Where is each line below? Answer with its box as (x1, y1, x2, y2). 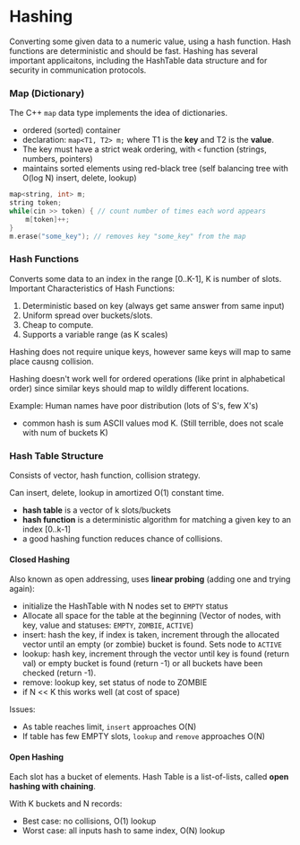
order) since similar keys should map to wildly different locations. (9, 383, 250, 393)
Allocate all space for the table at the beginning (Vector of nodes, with (21, 611, 281, 621)
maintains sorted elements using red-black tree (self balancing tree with (21, 163, 289, 174)
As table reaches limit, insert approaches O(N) (21, 721, 197, 733)
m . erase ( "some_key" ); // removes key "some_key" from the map (9, 232, 246, 241)
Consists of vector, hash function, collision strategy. (9, 470, 201, 481)
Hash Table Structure (9, 449, 104, 462)
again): (9, 584, 36, 594)
